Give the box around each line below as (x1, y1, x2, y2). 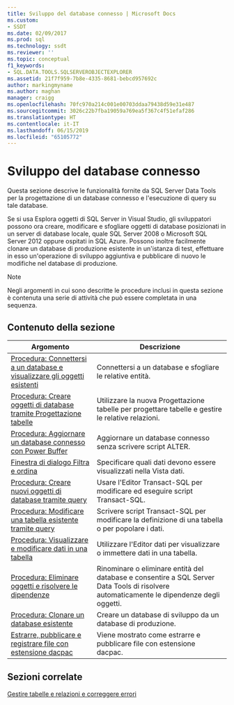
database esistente (10, 619, 73, 628)
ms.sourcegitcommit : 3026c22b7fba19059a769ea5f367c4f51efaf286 (7, 107, 195, 114)
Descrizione (139, 342, 181, 351)
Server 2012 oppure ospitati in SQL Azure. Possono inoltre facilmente (7, 237, 206, 245)
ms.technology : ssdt (7, 43, 68, 50)
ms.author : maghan (7, 88, 61, 95)
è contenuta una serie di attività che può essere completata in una (7, 294, 197, 302)
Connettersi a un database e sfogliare (96, 363, 219, 372)
